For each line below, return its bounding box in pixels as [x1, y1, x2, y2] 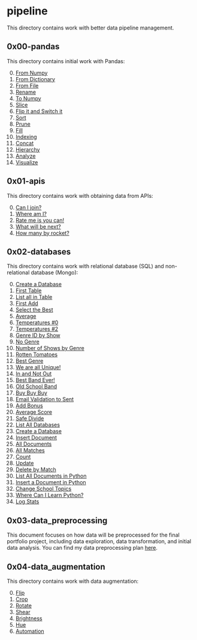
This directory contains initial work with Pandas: [7, 57, 125, 64]
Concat [15, 140, 34, 147]
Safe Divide [15, 415, 44, 422]
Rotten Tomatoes [15, 351, 58, 358]
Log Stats [15, 498, 40, 505]
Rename [15, 88, 37, 96]
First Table [15, 287, 42, 294]
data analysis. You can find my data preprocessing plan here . [7, 544, 158, 552]
